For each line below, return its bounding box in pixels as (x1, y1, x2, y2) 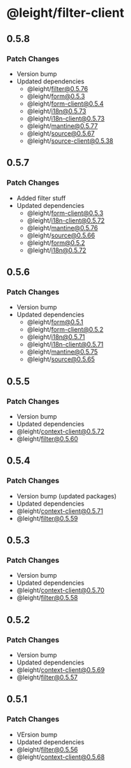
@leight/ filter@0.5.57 (16, 673, 78, 681)
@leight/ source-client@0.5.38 (26, 137, 114, 145)
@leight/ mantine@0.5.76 (26, 223, 98, 232)
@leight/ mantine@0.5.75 (26, 348, 98, 356)
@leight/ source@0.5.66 (26, 231, 95, 239)
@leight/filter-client (6, 5, 125, 21)
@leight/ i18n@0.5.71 (26, 333, 85, 341)
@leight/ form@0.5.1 (26, 318, 84, 326)
